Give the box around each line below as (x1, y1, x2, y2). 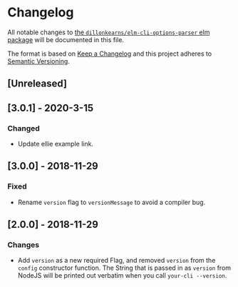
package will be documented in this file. (7, 35, 125, 44)
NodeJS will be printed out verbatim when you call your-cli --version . (17, 271, 227, 280)
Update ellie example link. (17, 140, 94, 148)
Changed (7, 123, 41, 133)
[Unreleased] (7, 78, 68, 90)
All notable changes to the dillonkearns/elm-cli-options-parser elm (7, 28, 210, 36)
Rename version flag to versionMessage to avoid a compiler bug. (17, 198, 206, 206)
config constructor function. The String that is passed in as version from (17, 263, 232, 272)
